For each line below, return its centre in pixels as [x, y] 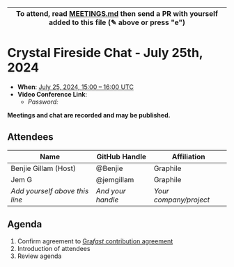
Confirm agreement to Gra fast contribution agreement [95, 241]
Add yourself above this [50, 191]
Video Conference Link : [52, 94]
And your [111, 191]
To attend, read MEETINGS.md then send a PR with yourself [117, 14]
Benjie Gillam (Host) [44, 168]
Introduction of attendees [54, 248]
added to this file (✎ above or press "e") [117, 22]
